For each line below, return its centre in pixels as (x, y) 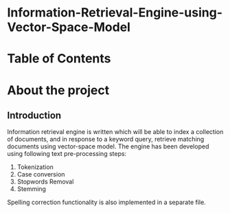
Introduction (34, 115)
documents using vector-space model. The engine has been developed (108, 146)
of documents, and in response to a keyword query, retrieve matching (106, 139)
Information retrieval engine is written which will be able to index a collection (115, 132)
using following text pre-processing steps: (67, 154)
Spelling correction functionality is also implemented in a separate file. (106, 202)
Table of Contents (59, 59)
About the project (58, 90)
